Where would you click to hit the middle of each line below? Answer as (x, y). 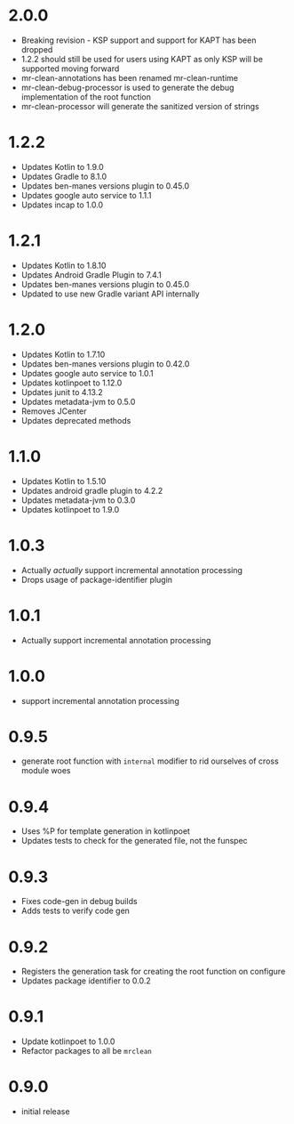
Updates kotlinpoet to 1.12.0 (72, 383)
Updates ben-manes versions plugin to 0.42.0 (105, 364)
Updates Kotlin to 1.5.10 (64, 481)
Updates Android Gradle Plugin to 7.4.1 (91, 275)
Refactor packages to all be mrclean (86, 1051)
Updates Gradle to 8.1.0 (64, 176)
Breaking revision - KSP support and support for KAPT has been (139, 40)
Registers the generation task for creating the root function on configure (153, 972)
